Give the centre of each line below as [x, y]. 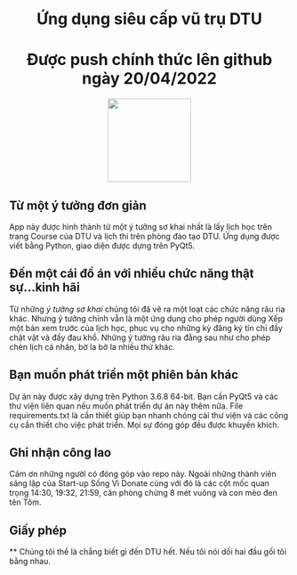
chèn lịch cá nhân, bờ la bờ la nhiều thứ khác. [92, 346]
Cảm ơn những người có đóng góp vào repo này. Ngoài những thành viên [143, 474]
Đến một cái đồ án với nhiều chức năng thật [132, 274]
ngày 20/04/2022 [149, 79]
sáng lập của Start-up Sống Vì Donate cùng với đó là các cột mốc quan [139, 483]
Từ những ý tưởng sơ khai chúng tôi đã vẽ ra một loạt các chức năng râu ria [147, 309]
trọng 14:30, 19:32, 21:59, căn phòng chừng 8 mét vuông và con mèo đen [143, 493]
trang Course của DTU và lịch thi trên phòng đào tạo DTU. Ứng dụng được [144, 236]
